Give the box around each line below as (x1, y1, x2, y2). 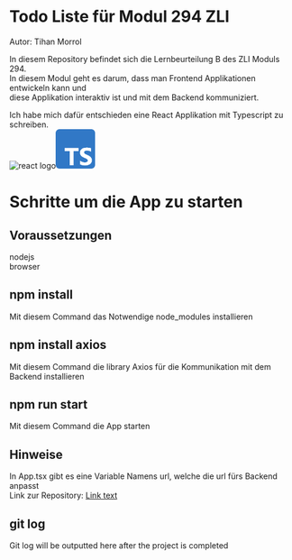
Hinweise (9, 446, 63, 462)
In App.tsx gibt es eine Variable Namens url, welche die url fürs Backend (9, 471, 278, 482)
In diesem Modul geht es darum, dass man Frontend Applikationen (9, 72, 256, 83)
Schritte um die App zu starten (9, 192, 243, 213)
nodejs (9, 251, 35, 262)
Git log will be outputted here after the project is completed (9, 540, 229, 551)
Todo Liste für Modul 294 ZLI (9, 6, 230, 27)
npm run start (9, 397, 88, 412)
